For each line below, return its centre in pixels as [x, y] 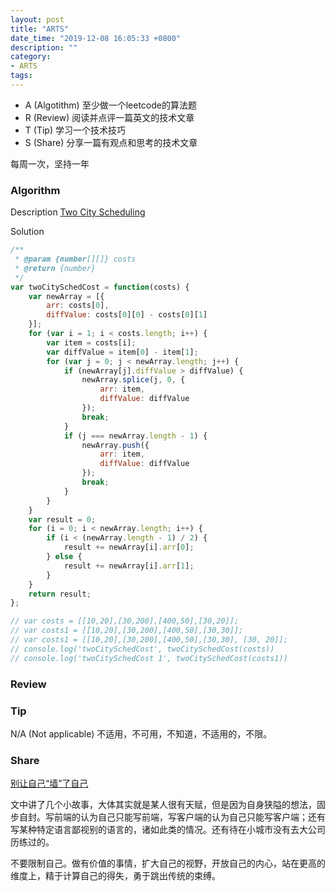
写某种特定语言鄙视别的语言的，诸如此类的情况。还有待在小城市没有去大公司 [168, 830]
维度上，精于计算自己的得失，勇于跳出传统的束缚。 [115, 876]
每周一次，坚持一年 [50, 163]
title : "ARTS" [40, 29]
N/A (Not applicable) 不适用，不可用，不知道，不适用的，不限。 [141, 733]
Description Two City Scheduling [78, 212]
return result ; [60, 594]
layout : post [37, 19]
